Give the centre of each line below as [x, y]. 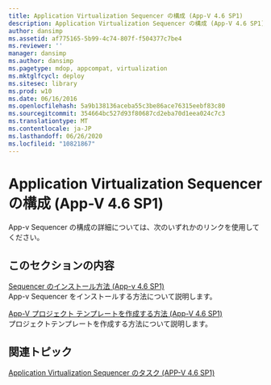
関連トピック [40, 351]
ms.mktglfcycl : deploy [46, 76]
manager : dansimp [38, 53]
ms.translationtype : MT [48, 121]
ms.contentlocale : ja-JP [50, 129]
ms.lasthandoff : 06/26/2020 [56, 136]
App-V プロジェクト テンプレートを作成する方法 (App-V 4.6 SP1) [116, 314]
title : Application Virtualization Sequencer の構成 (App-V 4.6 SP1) [126, 16]
